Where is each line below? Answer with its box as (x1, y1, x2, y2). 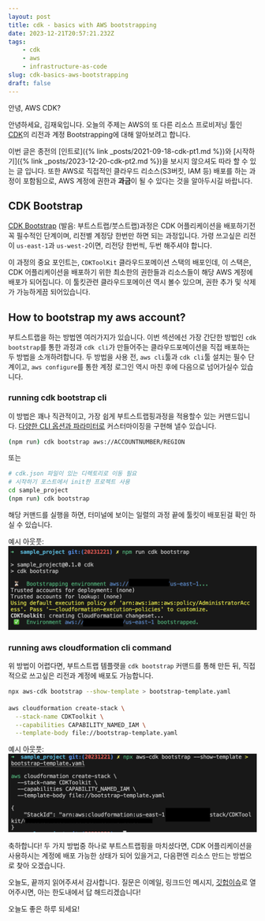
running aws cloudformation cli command (8, 642, 172, 653)
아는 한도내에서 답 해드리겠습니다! (37, 887, 141, 897)
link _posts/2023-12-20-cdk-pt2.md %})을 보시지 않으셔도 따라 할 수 (31, 156, 248, 166)
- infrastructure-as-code (22, 63, 108, 71)
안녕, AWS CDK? (8, 103, 62, 112)
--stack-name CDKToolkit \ (15, 713, 104, 721)
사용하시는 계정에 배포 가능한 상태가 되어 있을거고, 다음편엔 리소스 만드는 (8, 851, 231, 860)
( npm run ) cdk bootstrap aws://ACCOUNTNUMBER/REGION (8, 438, 185, 446)
